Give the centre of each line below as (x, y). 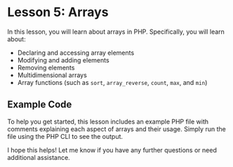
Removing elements (46, 67)
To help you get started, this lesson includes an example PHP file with (108, 121)
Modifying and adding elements (64, 60)
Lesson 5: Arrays (58, 12)
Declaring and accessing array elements (76, 53)
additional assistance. (39, 157)
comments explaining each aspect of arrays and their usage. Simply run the (116, 129)
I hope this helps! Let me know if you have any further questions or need (112, 150)
